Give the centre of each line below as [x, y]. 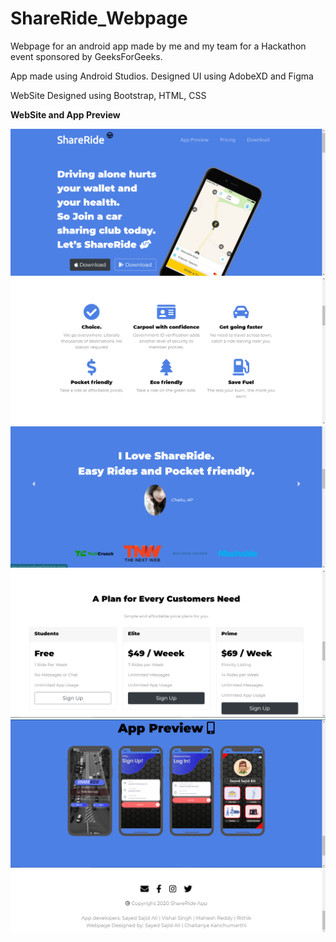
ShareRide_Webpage [99, 18]
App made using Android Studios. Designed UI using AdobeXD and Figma [162, 76]
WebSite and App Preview [65, 114]
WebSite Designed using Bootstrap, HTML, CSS [108, 95]
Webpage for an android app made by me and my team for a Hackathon [158, 46]
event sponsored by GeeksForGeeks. [86, 56]
